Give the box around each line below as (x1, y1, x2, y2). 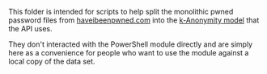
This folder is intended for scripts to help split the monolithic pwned (8, 7, 234, 16)
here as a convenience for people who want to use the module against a (8, 48, 249, 57)
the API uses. (8, 24, 53, 33)
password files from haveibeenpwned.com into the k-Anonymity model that (8, 15, 260, 25)
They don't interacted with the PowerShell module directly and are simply (8, 39, 253, 49)
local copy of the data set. (8, 56, 95, 66)
